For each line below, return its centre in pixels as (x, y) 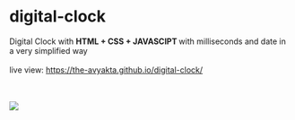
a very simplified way (48, 50)
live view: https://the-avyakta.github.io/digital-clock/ (106, 70)
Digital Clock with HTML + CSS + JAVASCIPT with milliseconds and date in (148, 41)
